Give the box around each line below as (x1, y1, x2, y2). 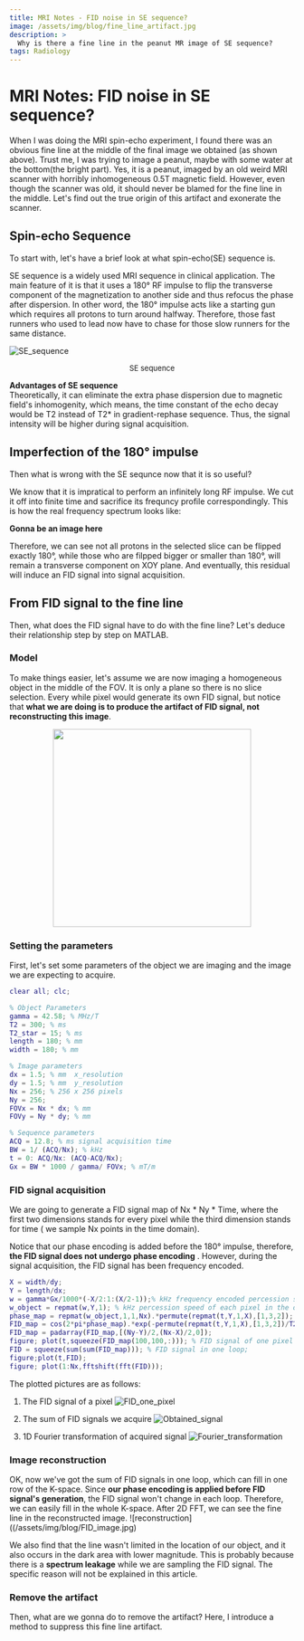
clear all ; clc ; (9, 987, 71, 997)
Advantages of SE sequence (9, 379, 119, 390)
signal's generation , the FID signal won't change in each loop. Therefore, (9, 1493, 284, 1503)
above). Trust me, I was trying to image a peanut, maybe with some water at (9, 155, 293, 166)
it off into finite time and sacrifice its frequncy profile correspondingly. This (9, 495, 289, 507)
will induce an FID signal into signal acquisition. (9, 569, 185, 580)
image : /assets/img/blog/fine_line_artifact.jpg (9, 22, 196, 31)
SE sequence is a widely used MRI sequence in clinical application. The (9, 270, 276, 281)
